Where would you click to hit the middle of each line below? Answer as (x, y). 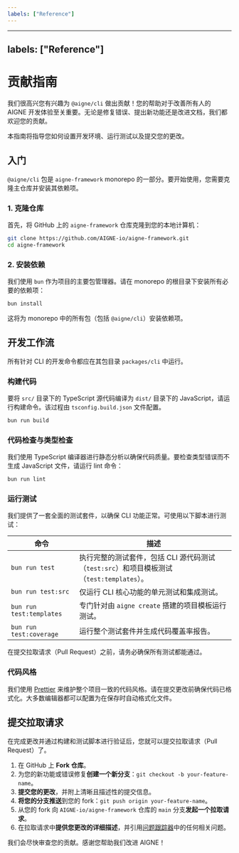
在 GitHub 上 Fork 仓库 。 (54, 765)
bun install (25, 304)
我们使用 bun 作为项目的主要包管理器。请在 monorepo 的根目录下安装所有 (115, 281)
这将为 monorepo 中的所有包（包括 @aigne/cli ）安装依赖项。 (97, 318)
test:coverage (35, 634)
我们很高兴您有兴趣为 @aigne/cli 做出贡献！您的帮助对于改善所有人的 (109, 103)
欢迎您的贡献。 (29, 121)
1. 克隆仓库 (26, 208)
